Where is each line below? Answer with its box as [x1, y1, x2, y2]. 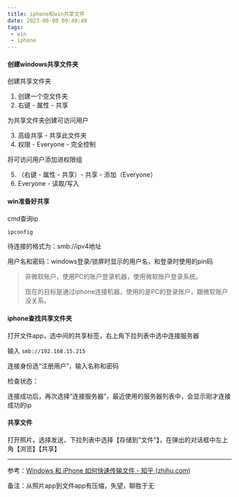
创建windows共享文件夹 [7, 60, 79, 68]
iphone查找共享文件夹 [7, 314, 73, 323]
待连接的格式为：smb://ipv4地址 [7, 242, 102, 251]
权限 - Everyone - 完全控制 [17, 140, 96, 149]
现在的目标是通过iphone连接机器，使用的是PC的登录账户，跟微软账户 [24, 288, 229, 296]
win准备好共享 [7, 197, 50, 205]
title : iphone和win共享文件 [7, 10, 85, 18]
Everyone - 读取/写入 [17, 179, 80, 188]
